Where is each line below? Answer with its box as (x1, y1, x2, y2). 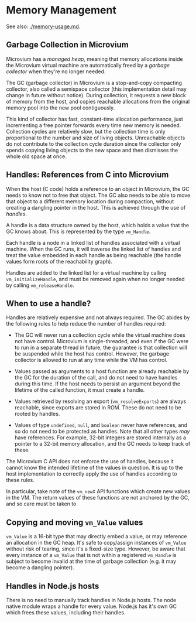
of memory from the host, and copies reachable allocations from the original (6, 98, 190, 105)
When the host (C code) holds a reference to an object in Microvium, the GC (6, 185, 190, 192)
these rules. (6, 477, 35, 484)
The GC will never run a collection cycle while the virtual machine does (14, 331, 185, 339)
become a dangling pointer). (6, 564, 74, 571)
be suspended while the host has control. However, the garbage (14, 350, 170, 357)
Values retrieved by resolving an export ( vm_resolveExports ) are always (14, 398, 187, 405)
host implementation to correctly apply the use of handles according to (6, 470, 177, 477)
